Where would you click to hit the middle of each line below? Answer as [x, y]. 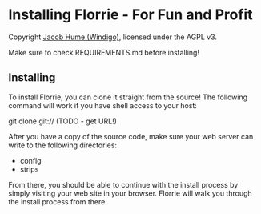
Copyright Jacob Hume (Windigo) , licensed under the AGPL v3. [113, 37]
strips [29, 169]
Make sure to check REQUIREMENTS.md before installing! [104, 52]
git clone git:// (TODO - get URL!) [63, 121]
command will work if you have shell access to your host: [103, 105]
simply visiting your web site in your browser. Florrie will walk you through [130, 193]
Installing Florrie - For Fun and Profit [131, 15]
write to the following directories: [63, 145]
